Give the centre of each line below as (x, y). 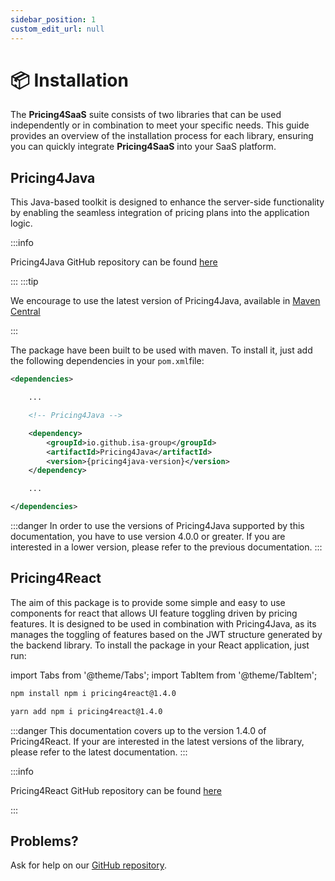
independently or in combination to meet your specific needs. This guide (160, 125)
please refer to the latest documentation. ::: (99, 752)
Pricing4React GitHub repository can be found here (116, 790)
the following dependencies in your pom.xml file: (107, 361)
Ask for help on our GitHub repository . (89, 865)
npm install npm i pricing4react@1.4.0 (93, 693)
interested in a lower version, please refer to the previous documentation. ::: (166, 547)
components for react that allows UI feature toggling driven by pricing (154, 613)
